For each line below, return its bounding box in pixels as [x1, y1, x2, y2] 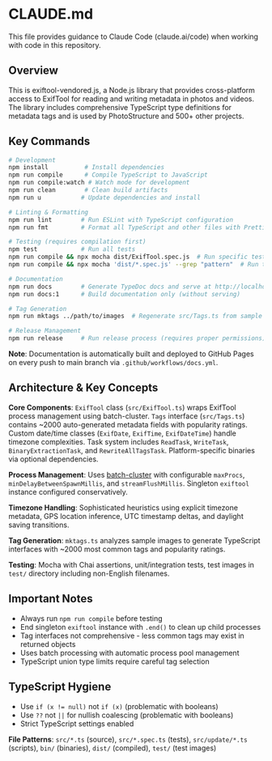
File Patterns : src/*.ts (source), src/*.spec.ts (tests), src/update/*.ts [8, 734, 249, 744]
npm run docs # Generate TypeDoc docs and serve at [8, 283, 212, 291]
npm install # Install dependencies [8, 164, 164, 172]
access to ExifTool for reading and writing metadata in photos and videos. [8, 94, 255, 104]
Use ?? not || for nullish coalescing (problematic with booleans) [19, 710, 234, 720]
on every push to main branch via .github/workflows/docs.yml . [8, 358, 219, 368]
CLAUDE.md [8, 5, 94, 23]
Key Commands [8, 134, 91, 148]
